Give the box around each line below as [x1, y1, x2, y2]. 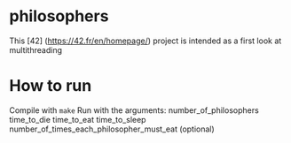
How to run [9, 76, 92, 96]
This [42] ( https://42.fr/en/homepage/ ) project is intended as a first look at [9, 35, 282, 46]
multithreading [9, 44, 62, 55]
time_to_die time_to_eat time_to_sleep [9, 114, 146, 124]
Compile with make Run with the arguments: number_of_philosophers [9, 104, 259, 116]
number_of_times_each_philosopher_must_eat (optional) [9, 124, 215, 134]
